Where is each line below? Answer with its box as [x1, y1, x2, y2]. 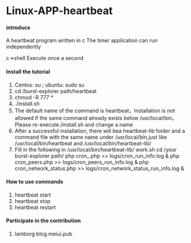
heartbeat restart [14, 204, 56, 211]
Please [14, 121, 31, 128]
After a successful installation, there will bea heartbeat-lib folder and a [14, 127, 185, 134]
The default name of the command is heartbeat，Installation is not [14, 107, 175, 114]
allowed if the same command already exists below [14, 114, 139, 121]
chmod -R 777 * [14, 94, 53, 101]
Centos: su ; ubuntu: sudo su [14, 81, 85, 88]
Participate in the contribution [6, 217, 81, 224]
